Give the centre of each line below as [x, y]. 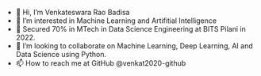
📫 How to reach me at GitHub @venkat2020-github [101, 63]
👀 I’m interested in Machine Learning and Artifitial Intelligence [116, 21]
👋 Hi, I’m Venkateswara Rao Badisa [73, 12]
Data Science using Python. [61, 54]
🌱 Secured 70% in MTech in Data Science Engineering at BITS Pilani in [130, 29]
